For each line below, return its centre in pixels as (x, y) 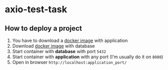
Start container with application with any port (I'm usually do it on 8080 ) (88, 57)
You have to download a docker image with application (70, 40)
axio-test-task (36, 9)
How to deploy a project (44, 28)
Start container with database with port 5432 (59, 51)
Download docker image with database (54, 46)
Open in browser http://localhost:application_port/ (69, 62)
